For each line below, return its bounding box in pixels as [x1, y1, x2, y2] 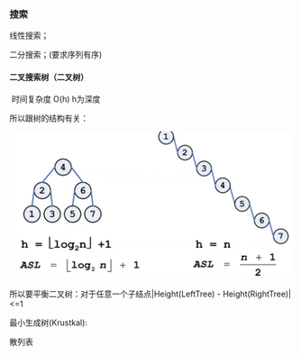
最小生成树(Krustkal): [9, 317, 88, 328]
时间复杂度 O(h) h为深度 [11, 93, 101, 105]
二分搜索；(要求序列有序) [9, 50, 103, 60]
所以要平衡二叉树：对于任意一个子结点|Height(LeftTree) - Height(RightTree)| [9, 288, 292, 299]
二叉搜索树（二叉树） [9, 71, 88, 82]
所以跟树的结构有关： [9, 113, 88, 123]
